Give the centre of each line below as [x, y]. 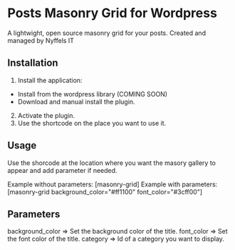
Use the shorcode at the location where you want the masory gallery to [111, 163]
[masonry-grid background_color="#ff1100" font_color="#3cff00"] [105, 191]
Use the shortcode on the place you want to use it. [92, 123]
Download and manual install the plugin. [76, 101]
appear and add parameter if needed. [62, 170]
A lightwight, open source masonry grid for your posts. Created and [107, 33]
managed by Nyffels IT [41, 40]
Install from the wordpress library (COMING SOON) [93, 94]
